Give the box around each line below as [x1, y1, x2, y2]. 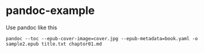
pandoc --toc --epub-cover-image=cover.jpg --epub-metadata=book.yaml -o [6, 35, 198, 41]
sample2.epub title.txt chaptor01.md [6, 41, 102, 47]
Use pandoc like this [6, 24, 58, 31]
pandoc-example [6, 4, 96, 18]
